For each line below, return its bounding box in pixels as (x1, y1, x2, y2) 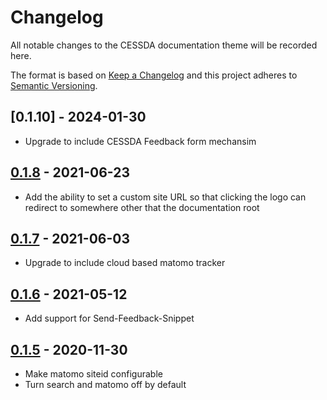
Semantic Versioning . (10, 79, 98, 91)
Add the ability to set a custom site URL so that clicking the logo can (24, 191, 307, 203)
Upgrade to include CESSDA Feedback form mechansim (24, 135, 257, 147)
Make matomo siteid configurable (24, 368, 163, 380)
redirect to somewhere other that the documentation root (24, 201, 260, 213)
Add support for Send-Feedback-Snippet (24, 312, 195, 325)
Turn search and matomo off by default (24, 379, 187, 390)
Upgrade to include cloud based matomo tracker (24, 257, 226, 269)
